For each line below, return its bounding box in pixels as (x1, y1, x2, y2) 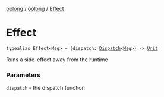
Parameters (6, 71, 40, 79)
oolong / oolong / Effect (6, 5, 64, 12)
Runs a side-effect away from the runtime (6, 56, 108, 63)
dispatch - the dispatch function (6, 85, 85, 92)
